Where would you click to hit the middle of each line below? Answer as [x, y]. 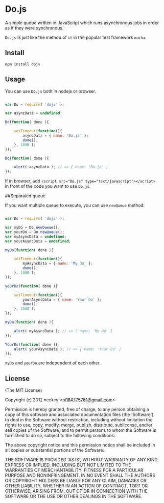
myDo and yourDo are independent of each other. [53, 363]
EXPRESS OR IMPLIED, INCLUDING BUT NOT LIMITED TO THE [68, 465]
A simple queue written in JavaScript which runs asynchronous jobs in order [82, 23]
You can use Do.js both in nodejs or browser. [51, 91]
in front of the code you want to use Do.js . [48, 186]
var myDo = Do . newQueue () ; [33, 228]
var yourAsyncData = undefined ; [38, 241]
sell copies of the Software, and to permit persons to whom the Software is [81, 430]
